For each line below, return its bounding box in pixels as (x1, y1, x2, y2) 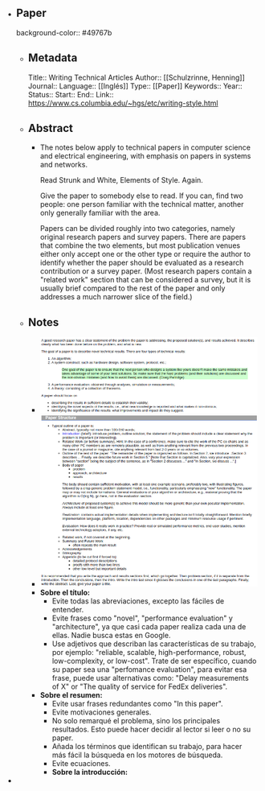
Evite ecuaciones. (51, 759, 111, 768)
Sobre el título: (39, 587, 91, 597)
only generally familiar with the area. (39, 208, 161, 218)
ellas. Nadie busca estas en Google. (51, 631, 171, 640)
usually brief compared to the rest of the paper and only (39, 283, 226, 293)
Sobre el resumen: (39, 690, 103, 699)
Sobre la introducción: (51, 768, 128, 777)
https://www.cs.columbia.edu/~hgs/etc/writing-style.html (27, 98, 218, 108)
